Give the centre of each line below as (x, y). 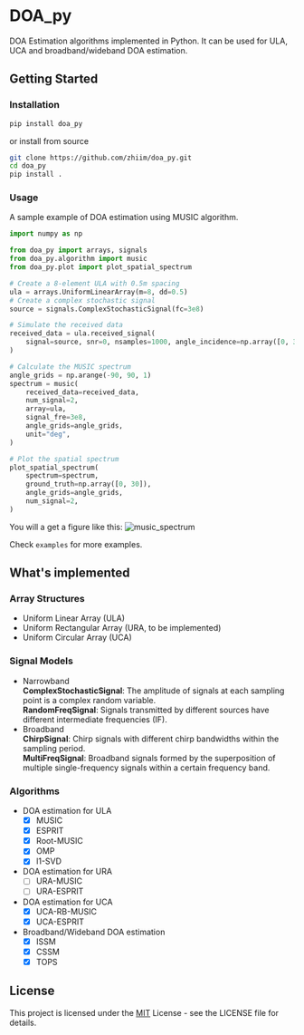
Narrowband (46, 681)
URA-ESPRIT (60, 891)
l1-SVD (48, 861)
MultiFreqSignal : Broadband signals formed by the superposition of (149, 758)
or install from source (49, 140)
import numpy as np (46, 234)
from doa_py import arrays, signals (78, 250)
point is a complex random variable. (89, 700)
